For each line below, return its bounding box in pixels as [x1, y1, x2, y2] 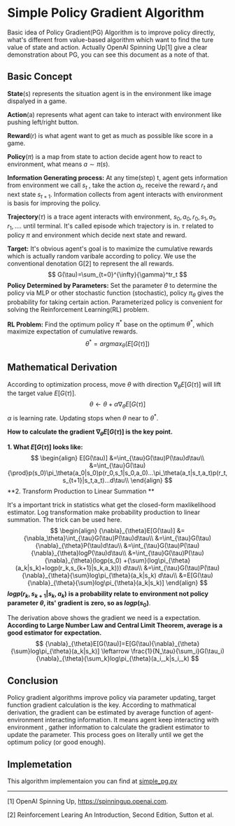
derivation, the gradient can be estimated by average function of [7, 708, 194, 717]
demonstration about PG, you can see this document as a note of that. [7, 50, 210, 59]
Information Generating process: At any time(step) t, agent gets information [7, 173, 228, 181]
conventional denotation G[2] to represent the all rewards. [7, 259, 174, 268]
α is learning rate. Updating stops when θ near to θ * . [7, 413, 159, 422]
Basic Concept [7, 71, 73, 83]
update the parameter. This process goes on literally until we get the [7, 731, 204, 739]
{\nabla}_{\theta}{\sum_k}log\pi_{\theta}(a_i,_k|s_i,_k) [36, 654, 190, 663]
